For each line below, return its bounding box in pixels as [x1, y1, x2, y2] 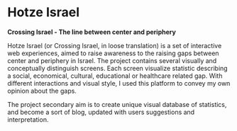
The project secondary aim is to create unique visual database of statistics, [7, 100, 227, 108]
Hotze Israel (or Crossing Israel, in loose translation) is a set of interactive [7, 41, 222, 50]
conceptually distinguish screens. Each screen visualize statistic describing [7, 64, 228, 72]
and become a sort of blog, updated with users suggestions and [7, 108, 195, 116]
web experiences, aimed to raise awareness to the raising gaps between [7, 49, 219, 57]
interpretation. [7, 115, 49, 124]
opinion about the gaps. [7, 86, 77, 95]
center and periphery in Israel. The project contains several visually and [7, 56, 217, 64]
